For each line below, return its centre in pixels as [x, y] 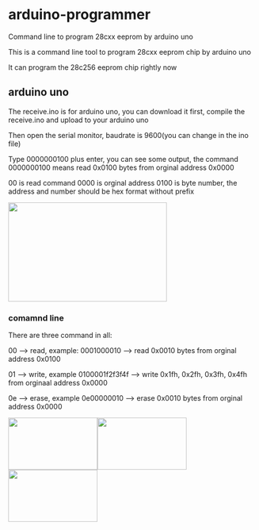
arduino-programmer [80, 15]
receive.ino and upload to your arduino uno [78, 120]
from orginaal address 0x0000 [58, 383]
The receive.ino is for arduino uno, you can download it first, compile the [127, 111]
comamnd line [36, 317]
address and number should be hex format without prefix [101, 191]
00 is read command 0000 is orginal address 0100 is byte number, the [123, 182]
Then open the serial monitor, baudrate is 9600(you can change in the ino [129, 135]
